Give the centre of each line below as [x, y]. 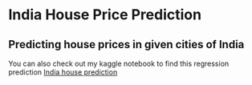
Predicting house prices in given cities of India [126, 45]
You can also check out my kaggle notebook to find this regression [119, 63]
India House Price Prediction [105, 15]
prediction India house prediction [63, 72]
